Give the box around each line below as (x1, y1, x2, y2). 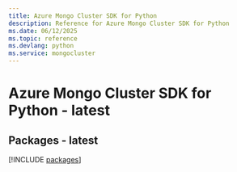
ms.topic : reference (8, 34, 78, 43)
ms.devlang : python (8, 42, 74, 50)
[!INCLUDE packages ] (8, 155, 82, 164)
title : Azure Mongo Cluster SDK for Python (8, 11, 158, 20)
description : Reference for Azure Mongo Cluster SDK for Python (8, 19, 230, 27)
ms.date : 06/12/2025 (8, 27, 78, 35)
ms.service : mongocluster (8, 49, 95, 57)
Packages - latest (8, 133, 99, 147)
